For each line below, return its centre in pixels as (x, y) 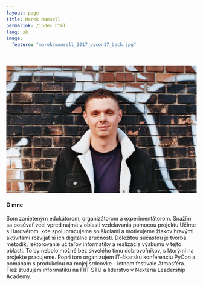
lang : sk (17, 32)
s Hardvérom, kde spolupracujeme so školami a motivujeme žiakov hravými (100, 231)
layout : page (23, 13)
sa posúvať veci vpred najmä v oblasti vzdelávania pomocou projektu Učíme (101, 225)
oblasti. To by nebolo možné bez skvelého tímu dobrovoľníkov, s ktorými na (100, 250)
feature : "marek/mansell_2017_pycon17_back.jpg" (74, 45)
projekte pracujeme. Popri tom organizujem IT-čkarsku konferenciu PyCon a (101, 257)
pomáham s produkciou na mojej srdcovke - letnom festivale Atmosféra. (96, 263)
